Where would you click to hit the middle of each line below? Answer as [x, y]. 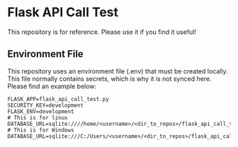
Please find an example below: [52, 86]
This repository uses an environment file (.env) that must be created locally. [118, 71]
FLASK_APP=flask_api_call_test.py [58, 99]
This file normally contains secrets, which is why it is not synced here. [109, 78]
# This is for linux [38, 117]
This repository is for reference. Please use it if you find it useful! [102, 32]
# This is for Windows [41, 130]
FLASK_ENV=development [41, 111]
